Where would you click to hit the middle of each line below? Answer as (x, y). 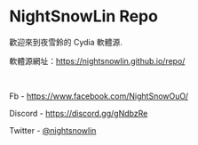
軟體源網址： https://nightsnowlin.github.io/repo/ (97, 60)
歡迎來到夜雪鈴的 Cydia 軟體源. (66, 42)
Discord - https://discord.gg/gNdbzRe (79, 113)
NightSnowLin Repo (83, 16)
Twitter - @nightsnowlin (53, 130)
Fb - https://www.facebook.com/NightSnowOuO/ (99, 96)
